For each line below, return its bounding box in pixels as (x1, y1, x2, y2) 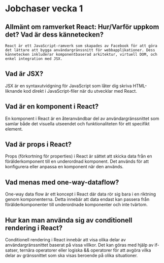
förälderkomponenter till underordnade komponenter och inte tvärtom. (5, 202, 148, 208)
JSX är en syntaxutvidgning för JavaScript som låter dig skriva (5, 82, 132, 89)
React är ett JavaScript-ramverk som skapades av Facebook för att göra (5, 43, 158, 48)
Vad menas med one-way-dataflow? (5, 178, 119, 187)
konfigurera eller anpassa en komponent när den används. (5, 164, 124, 170)
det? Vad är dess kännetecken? (5, 30, 104, 38)
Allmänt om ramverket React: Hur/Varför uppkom (5, 23, 159, 31)
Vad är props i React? (5, 140, 72, 149)
